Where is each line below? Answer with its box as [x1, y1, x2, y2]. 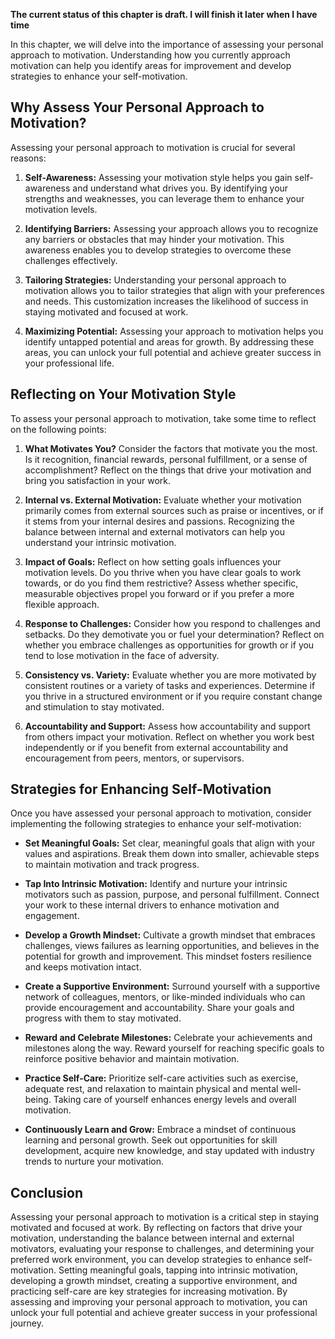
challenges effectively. [24, 254, 118, 266]
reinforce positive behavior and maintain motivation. [24, 1053, 240, 1065]
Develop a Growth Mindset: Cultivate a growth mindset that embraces [24, 929, 316, 941]
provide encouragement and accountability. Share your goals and [24, 1002, 295, 1014]
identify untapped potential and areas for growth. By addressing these [24, 335, 315, 348]
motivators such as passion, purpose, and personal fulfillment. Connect [24, 889, 320, 901]
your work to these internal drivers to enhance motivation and [24, 899, 280, 911]
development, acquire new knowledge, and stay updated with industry [24, 1145, 315, 1157]
